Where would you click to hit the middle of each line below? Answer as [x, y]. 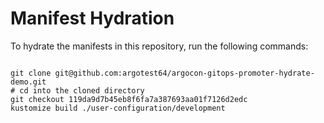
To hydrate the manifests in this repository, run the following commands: [159, 46]
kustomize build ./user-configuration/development [118, 108]
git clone [31, 73]
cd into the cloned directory [82, 90]
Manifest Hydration [92, 18]
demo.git [28, 82]
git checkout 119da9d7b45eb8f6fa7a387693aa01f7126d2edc [129, 99]
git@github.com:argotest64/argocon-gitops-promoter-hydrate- [184, 73]
